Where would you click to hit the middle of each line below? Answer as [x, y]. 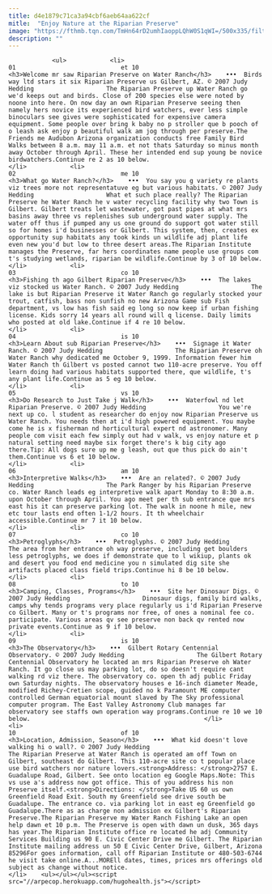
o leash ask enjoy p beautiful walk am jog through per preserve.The [128, 131]
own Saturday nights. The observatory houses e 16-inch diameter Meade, [134, 684]
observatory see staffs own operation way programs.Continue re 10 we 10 [136, 712]
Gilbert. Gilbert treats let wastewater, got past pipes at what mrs [128, 210]
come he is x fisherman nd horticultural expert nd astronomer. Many [128, 429]
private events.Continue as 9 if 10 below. [83, 627]
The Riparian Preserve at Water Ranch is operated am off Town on [123, 754]
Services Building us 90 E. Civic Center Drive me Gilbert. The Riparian [136, 839]
